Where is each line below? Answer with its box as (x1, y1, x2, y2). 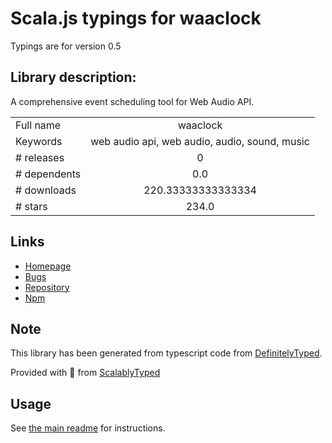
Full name (15, 118, 62, 132)
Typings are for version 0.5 (10, 40, 122, 52)
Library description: (10, 69, 137, 86)
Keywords (15, 134, 63, 148)
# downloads (15, 183, 77, 197)
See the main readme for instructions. (10, 422, 166, 434)
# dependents (15, 167, 82, 181)
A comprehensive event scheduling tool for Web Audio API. (10, 95, 255, 107)
